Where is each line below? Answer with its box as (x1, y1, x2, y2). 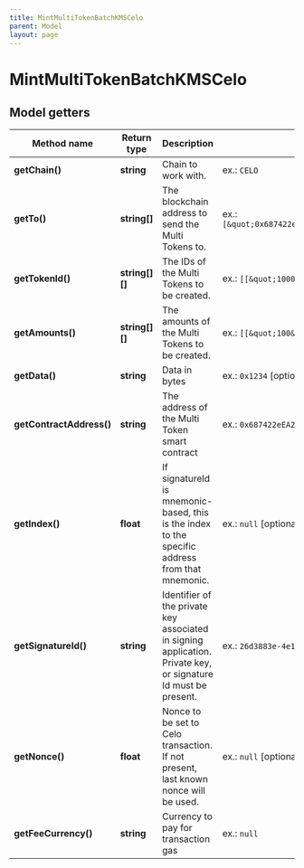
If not (161, 750, 185, 763)
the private (161, 600, 208, 613)
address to (161, 207, 208, 220)
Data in (161, 363, 193, 376)
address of (161, 401, 208, 414)
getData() (14, 370, 57, 382)
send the (161, 218, 200, 231)
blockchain (161, 195, 209, 208)
